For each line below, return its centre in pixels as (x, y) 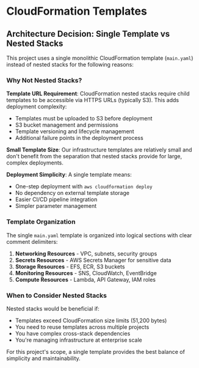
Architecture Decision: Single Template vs (88, 34)
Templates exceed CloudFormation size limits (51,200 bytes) (91, 320)
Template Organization (41, 222)
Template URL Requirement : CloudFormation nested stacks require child (98, 94)
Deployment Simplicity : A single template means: (69, 175)
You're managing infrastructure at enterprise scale (78, 340)
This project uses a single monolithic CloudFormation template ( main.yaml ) (100, 58)
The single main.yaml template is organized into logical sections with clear (99, 235)
